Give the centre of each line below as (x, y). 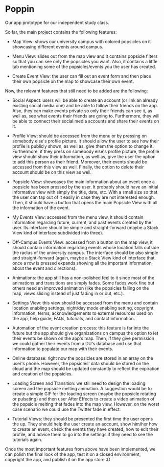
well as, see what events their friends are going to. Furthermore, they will (86, 116)
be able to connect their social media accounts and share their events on (85, 121)
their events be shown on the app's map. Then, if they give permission (83, 338)
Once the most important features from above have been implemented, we (80, 449)
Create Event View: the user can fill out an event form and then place (82, 76)
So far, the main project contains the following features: (61, 32)
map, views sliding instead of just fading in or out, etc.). (68, 293)
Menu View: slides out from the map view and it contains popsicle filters (85, 56)
